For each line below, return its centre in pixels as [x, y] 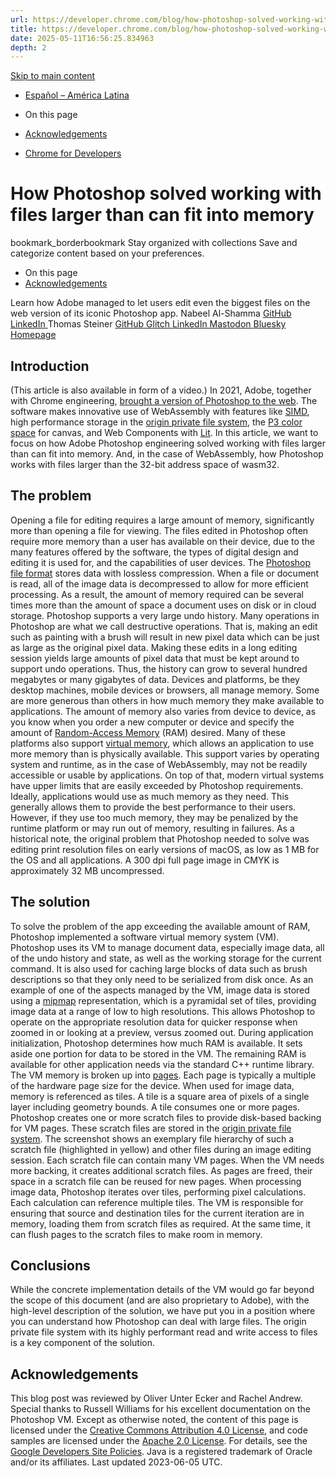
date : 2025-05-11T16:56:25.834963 [82, 38]
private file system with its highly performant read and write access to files [164, 1332]
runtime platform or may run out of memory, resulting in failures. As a [152, 828]
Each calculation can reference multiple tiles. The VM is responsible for [157, 1202]
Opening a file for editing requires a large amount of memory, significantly [162, 520]
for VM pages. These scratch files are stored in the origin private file [151, 1128]
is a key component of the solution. [83, 1343]
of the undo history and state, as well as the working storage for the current [166, 958]
